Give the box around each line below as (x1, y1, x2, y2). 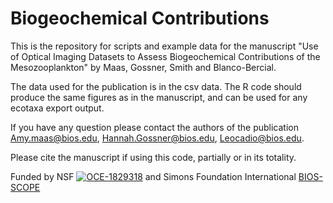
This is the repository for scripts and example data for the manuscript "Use (10, 40, 319, 52)
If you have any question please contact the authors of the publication (10, 121, 299, 133)
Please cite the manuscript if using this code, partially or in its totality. (10, 151, 297, 163)
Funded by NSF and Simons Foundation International (10, 170, 297, 182)
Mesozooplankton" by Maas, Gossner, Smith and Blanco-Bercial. (10, 61, 277, 73)
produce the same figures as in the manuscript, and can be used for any (10, 91, 308, 103)
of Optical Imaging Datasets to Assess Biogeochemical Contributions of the (10, 50, 321, 62)
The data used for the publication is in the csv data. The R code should (10, 80, 302, 92)
